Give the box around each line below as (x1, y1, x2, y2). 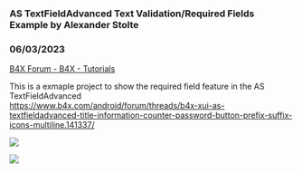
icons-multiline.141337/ (9, 120, 95, 130)
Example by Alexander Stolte (9, 18, 139, 31)
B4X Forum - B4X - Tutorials (9, 63, 116, 74)
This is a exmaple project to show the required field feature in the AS (9, 81, 265, 92)
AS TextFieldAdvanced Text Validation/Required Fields (9, 7, 255, 20)
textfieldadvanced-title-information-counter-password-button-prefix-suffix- (9, 110, 293, 120)
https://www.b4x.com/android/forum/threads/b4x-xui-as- (9, 101, 225, 111)
